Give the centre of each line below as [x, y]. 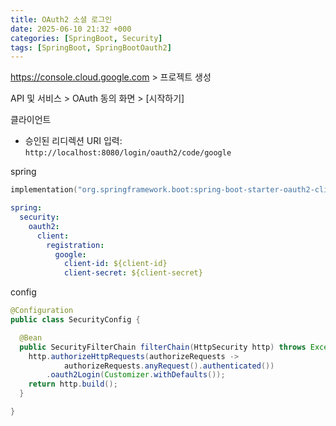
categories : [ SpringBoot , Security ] [86, 38]
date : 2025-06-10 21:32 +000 [71, 29]
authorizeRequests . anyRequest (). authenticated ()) [169, 366]
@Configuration [42, 311]
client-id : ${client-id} [115, 264]
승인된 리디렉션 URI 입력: [73, 141]
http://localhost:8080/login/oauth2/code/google [128, 153]
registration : [75, 245]
